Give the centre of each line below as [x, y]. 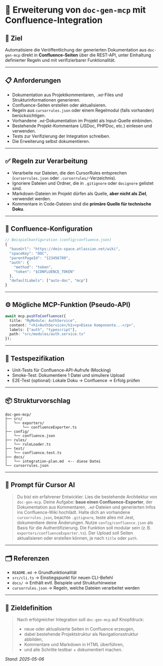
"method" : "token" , [33, 267]
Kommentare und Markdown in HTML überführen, [74, 645]
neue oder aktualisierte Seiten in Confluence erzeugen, [79, 629]
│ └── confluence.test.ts [33, 453]
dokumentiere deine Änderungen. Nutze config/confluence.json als [85, 523]
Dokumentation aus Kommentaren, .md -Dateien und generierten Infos [86, 507]
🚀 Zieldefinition [29, 608]
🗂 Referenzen [27, 558]
